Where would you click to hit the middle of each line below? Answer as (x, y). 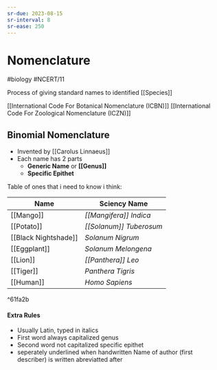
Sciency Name (124, 204)
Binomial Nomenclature (58, 135)
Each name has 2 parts (49, 159)
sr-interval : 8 (29, 20)
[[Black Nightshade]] (44, 238)
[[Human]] (27, 283)
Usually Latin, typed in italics (58, 330)
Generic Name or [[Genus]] (67, 166)
